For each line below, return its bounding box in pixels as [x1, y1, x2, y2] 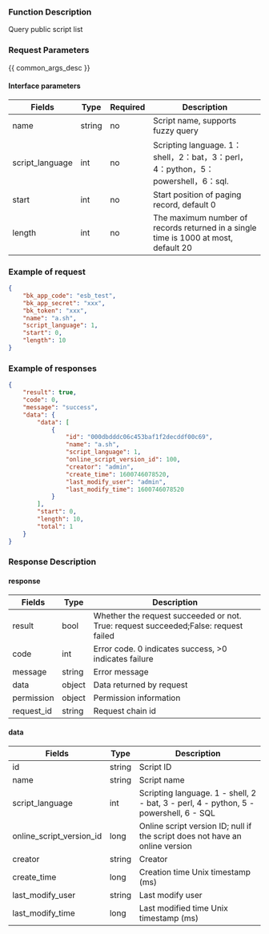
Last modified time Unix [139, 902, 228, 913]
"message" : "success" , [22, 403, 98, 411]
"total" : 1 [37, 522, 74, 530]
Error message [93, 666, 149, 677]
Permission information [93, 692, 181, 703]
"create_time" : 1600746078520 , [65, 470, 171, 478]
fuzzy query [153, 125, 199, 136]
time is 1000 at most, [153, 231, 234, 243]
